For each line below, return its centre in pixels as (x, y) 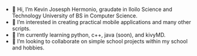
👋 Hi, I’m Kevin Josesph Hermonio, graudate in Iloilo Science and (92, 9)
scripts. (21, 28)
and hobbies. (28, 48)
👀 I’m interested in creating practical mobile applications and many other (101, 22)
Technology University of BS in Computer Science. (75, 16)
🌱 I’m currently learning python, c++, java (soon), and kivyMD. (89, 35)
